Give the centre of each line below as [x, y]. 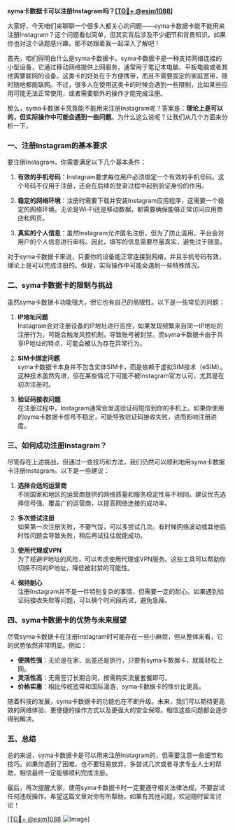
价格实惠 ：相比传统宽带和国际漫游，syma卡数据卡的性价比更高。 [111, 686]
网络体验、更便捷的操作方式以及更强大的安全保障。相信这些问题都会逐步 [123, 710]
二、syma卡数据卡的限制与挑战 [60, 285]
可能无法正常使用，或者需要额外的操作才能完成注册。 [90, 93]
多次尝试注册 [36, 518]
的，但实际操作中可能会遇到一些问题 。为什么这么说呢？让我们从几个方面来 [114, 117]
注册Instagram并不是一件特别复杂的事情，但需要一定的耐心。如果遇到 [117, 591]
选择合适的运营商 [42, 485]
